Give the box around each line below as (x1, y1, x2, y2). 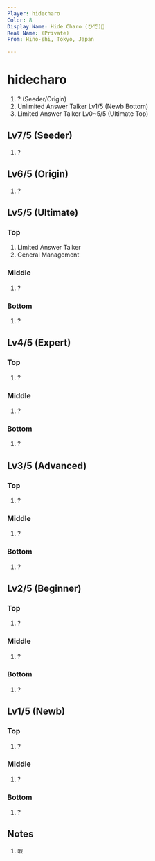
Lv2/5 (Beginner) (7, 582, 82, 594)
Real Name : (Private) (7, 29, 70, 37)
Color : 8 (7, 17, 33, 24)
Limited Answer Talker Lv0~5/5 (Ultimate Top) (17, 110, 149, 118)
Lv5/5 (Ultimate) (7, 207, 78, 219)
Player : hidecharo (7, 10, 60, 17)
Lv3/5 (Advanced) (7, 459, 87, 472)
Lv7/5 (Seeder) (7, 130, 73, 142)
